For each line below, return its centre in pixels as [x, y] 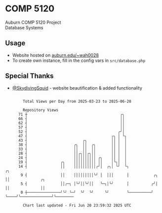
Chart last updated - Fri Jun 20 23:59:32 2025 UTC [77, 205]
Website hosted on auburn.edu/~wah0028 [55, 55]
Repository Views [40, 110]
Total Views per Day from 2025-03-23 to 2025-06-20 [77, 101]
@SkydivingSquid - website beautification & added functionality [77, 88]
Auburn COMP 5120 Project [33, 22]
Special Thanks [29, 76]
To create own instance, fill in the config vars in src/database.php [79, 60]
